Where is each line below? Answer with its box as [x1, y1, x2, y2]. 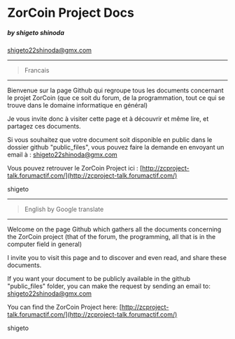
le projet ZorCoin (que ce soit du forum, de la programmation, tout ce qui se [7, 94, 225, 102]
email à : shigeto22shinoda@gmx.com [7, 150, 117, 159]
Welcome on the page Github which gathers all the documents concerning [7, 225, 222, 233]
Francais [24, 66, 50, 75]
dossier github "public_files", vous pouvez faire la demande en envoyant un [7, 143, 225, 152]
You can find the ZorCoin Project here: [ [7, 303, 122, 312]
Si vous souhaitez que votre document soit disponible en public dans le [7, 136, 213, 144]
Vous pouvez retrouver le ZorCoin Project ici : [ [7, 164, 143, 173]
